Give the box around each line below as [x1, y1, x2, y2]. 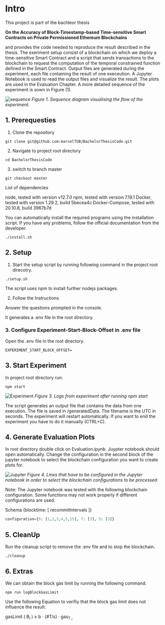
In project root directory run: [5, 374, 63, 380]
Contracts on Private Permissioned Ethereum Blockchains [5, 34, 128, 40]
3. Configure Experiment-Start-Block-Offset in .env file [5, 326, 141, 333]
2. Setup [5, 248, 32, 257]
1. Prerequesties [5, 116, 56, 125]
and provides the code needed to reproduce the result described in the [5, 44, 151, 50]
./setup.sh [5, 277, 28, 282]
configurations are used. [5, 497, 56, 503]
